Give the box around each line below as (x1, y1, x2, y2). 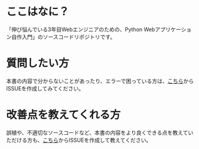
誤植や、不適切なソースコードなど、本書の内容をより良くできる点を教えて (6, 129, 188, 136)
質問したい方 (6, 57, 70, 70)
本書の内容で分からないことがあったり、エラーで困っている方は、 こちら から (6, 77, 194, 84)
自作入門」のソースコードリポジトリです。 (11, 33, 115, 40)
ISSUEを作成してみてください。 (6, 84, 84, 92)
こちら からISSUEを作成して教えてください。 (42, 136, 152, 144)
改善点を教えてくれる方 (6, 108, 121, 122)
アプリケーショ (155, 26, 192, 33)
